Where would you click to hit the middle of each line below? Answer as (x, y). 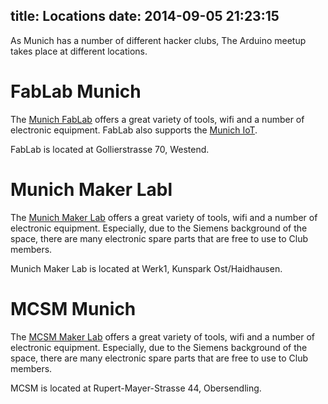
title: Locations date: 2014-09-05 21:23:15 (145, 16)
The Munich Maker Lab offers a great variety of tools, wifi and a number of (164, 217)
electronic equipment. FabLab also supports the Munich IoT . (134, 130)
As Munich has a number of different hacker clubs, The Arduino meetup (158, 40)
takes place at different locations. (79, 51)
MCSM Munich (73, 308)
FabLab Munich (76, 91)
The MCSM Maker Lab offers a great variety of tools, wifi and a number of (162, 336)
